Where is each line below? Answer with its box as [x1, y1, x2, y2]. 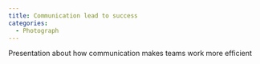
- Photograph [15, 26, 59, 34]
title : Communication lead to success [8, 11, 138, 20]
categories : [8, 19, 48, 27]
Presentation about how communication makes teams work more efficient [8, 49, 253, 58]
